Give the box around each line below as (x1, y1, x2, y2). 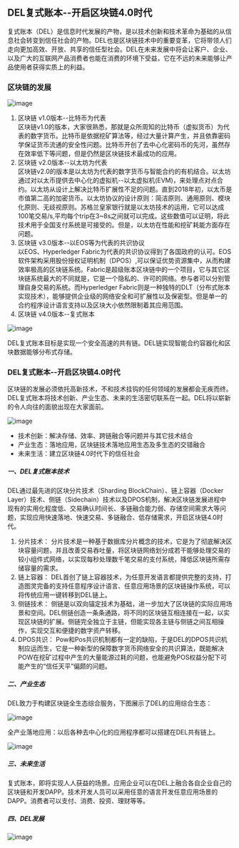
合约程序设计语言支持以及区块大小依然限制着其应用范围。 (17, 301, 187, 310)
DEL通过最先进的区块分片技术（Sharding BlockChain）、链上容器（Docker (7, 486, 224, 495)
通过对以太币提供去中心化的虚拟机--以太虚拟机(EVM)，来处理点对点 (17, 176, 218, 185)
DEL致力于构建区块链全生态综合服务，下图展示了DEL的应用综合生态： (7, 699, 213, 707)
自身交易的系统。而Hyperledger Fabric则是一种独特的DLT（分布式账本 (24, 283, 230, 292)
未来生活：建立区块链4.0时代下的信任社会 (17, 449, 141, 458)
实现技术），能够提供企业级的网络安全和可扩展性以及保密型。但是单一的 (17, 292, 228, 301)
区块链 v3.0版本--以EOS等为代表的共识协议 (17, 238, 145, 247)
